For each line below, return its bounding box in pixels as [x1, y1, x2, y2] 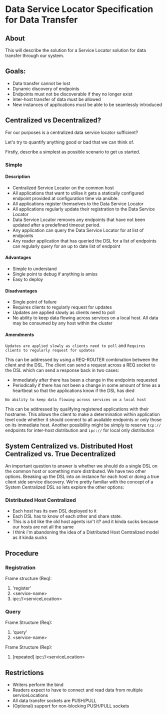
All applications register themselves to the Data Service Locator [12, 200, 144, 206]
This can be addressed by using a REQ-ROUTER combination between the [5, 356, 158, 363]
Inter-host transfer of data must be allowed [12, 96, 101, 102]
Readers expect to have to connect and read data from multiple [12, 687, 143, 693]
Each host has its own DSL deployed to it [12, 508, 97, 514]
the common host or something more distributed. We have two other [5, 468, 146, 474]
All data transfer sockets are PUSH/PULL [12, 697, 96, 703]
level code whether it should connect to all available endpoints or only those [5, 416, 162, 423]
